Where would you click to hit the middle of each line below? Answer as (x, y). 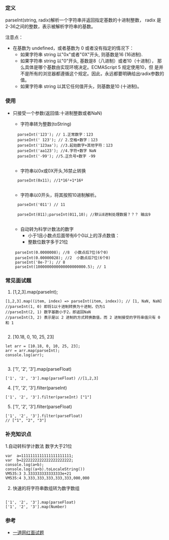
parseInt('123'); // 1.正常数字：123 (55, 134)
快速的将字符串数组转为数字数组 (46, 488)
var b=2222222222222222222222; (39, 460)
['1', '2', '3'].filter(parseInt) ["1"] (49, 397)
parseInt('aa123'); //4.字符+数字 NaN (57, 151)
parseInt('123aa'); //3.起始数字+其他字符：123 (65, 145)
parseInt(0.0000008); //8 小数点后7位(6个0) (62, 252)
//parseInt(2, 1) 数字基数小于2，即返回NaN (48, 312)
